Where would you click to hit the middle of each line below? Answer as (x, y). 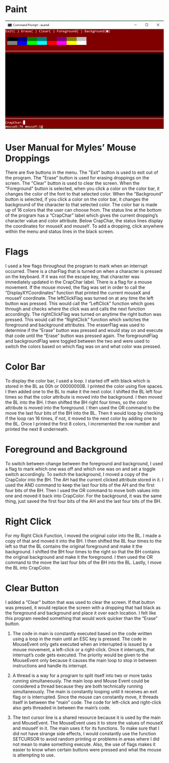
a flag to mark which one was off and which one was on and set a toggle (80, 469)
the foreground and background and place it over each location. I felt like (81, 613)
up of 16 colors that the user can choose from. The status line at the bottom (83, 210)
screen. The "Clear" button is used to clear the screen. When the (72, 183)
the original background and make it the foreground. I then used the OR (79, 557)
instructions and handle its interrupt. (50, 665)
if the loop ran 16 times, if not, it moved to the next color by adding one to (81, 418)
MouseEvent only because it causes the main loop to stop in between (84, 660)
